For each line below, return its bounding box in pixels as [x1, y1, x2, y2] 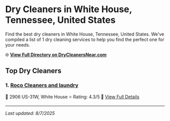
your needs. [5, 42, 30, 48]
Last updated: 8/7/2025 [5, 110, 55, 116]
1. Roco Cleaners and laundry [5, 82, 78, 89]
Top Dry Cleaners [5, 67, 62, 75]
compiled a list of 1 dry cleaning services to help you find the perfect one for [5, 36, 164, 43]
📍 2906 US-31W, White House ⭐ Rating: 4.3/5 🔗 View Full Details [5, 94, 140, 100]
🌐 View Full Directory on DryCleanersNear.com [5, 52, 107, 58]
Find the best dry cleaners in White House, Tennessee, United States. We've [5, 31, 164, 37]
